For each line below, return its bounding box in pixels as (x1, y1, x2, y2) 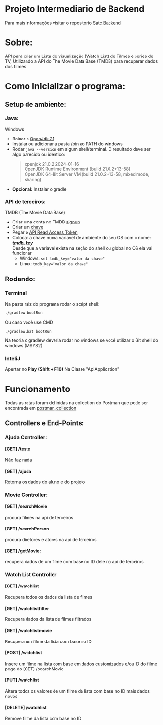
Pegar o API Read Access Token (12, 229, 78, 235)
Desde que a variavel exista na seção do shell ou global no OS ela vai (12, 245, 153, 251)
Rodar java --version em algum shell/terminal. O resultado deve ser (12, 146, 151, 152)
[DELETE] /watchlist (5, 704, 47, 710)
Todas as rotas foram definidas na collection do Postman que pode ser (5, 399, 148, 406)
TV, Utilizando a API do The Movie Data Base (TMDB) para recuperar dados (5, 58, 158, 64)
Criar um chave (12, 224, 44, 230)
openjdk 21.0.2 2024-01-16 (24, 161, 79, 167)
